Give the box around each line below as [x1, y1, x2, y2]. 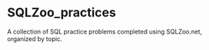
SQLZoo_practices [7, 5, 116, 21]
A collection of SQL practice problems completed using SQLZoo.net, [7, 27, 203, 36]
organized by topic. [7, 34, 62, 42]
